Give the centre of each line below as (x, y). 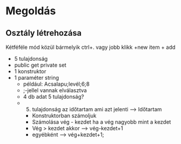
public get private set (40, 65)
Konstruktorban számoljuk (64, 115)
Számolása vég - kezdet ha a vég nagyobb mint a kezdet (102, 122)
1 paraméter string (36, 78)
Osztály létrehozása (43, 33)
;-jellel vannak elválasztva (55, 90)
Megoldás (31, 11)
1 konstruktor (30, 71)
